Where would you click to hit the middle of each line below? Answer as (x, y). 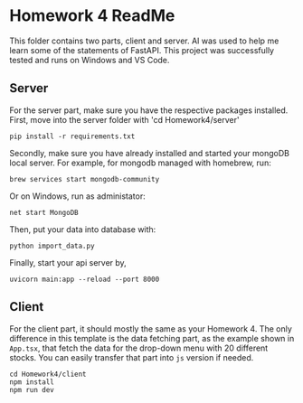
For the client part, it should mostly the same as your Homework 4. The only (151, 328)
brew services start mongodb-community (85, 179)
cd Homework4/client (48, 374)
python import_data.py (52, 246)
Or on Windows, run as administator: (78, 196)
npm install (32, 382)
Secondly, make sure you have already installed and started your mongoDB (150, 153)
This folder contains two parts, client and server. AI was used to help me (144, 41)
